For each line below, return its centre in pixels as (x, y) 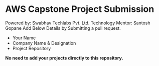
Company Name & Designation (44, 43)
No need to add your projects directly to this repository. (64, 58)
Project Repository (32, 48)
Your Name (24, 38)
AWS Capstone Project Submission (80, 9)
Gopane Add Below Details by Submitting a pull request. (63, 28)
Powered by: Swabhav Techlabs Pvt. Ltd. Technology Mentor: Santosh (78, 23)
